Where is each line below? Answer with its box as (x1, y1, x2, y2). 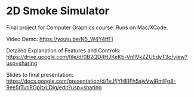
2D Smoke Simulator (6, 4, 109, 18)
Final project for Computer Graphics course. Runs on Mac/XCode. (6, 24, 168, 31)
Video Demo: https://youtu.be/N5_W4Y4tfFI (6, 35, 113, 42)
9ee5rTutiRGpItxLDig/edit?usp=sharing (6, 83, 102, 90)
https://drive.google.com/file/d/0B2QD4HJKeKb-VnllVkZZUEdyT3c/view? (6, 53, 188, 60)
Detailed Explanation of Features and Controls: (6, 46, 121, 54)
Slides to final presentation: (6, 71, 73, 78)
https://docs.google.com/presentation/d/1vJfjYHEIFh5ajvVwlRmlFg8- (6, 77, 176, 85)
